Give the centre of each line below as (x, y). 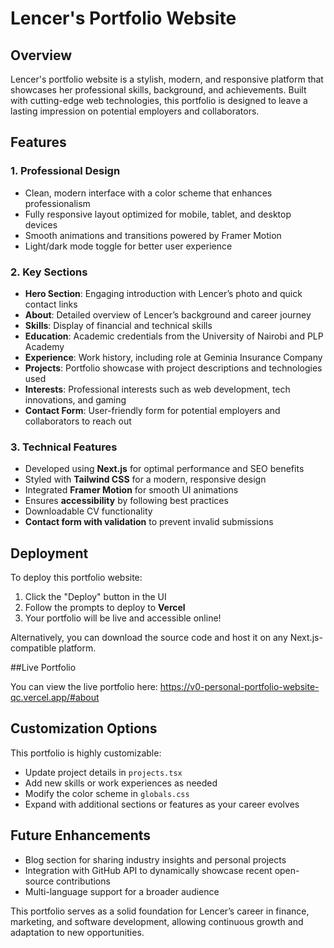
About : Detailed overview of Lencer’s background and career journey (168, 314)
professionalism (57, 203)
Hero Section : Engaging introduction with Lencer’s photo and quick (163, 293)
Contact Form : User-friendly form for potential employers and (152, 410)
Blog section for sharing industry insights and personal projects (155, 859)
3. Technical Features (64, 447)
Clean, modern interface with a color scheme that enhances (148, 193)
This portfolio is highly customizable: (86, 753)
